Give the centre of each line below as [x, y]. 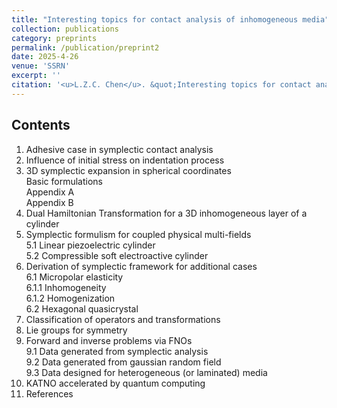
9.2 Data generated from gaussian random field [123, 362]
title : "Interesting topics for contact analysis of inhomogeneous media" [170, 19]
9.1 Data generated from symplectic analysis [117, 351]
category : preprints [54, 38]
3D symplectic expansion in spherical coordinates [128, 170]
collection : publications [65, 29]
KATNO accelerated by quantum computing [115, 383]
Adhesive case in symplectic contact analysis [119, 149]
